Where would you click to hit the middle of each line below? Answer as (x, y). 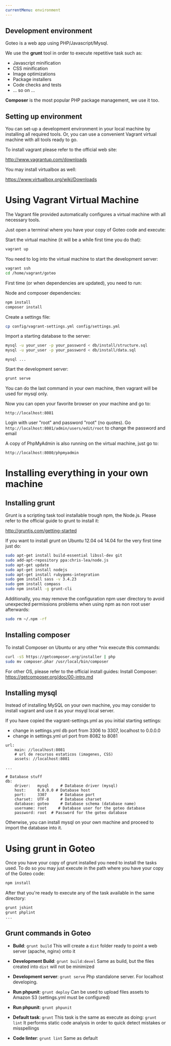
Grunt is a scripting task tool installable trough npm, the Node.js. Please (81, 515)
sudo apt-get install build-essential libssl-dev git (64, 556)
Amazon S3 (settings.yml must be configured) (61, 997)
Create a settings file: (28, 317)
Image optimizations (34, 74)
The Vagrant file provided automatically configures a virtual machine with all (85, 215)
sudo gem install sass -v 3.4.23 (41, 579)
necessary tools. (23, 220)
